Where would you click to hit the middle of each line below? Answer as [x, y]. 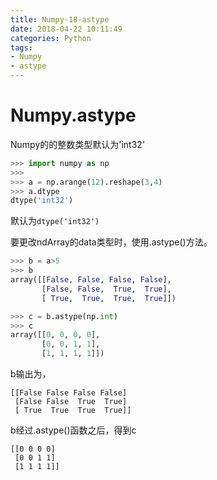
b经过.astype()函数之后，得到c [73, 430]
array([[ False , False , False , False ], [91, 280]
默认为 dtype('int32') [55, 221]
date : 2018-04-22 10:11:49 [66, 29]
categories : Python [51, 38]
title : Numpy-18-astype [60, 19]
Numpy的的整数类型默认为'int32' [78, 144]
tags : [21, 47]
